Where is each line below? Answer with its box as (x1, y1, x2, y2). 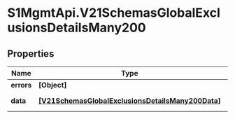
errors (10, 80, 32, 90)
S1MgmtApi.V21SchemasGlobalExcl (7, 5, 220, 21)
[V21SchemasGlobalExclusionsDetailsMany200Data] (38, 96, 221, 106)
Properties (7, 48, 55, 59)
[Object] (38, 80, 67, 90)
